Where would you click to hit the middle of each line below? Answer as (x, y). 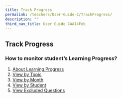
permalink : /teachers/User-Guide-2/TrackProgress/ (59, 14)
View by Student (29, 85)
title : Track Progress (29, 10)
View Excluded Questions (39, 90)
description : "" (22, 19)
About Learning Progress (38, 69)
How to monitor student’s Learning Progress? (61, 58)
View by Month (28, 79)
